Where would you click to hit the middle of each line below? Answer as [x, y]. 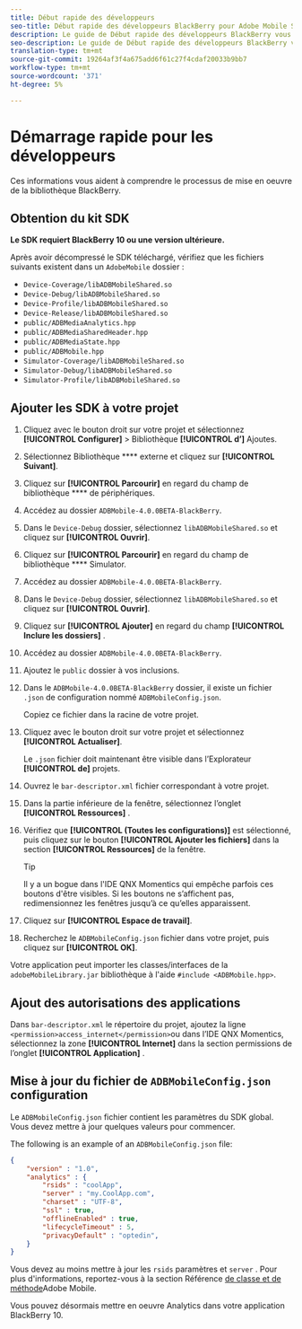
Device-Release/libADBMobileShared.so [95, 314]
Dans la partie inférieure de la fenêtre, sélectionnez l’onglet [132, 804]
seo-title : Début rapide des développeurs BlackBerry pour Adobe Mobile [149, 26]
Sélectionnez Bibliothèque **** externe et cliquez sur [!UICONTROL [149, 457]
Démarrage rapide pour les [112, 136]
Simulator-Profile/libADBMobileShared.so [101, 381]
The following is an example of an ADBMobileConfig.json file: [121, 1144]
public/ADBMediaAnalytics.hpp [80, 323]
